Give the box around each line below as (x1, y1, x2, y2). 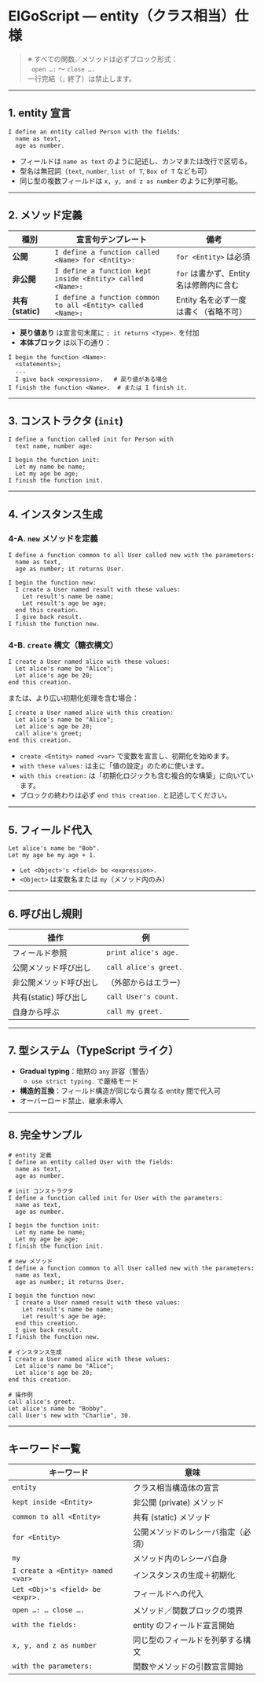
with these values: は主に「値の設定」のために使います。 (19, 761, 209, 771)
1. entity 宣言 (8, 107, 71, 120)
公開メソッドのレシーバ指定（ (133, 1527, 244, 1538)
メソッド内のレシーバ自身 (133, 1553, 228, 1564)
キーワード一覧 (8, 1443, 81, 1455)
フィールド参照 (12, 948, 68, 959)
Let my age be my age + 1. (8, 852, 97, 860)
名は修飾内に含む (175, 280, 240, 291)
